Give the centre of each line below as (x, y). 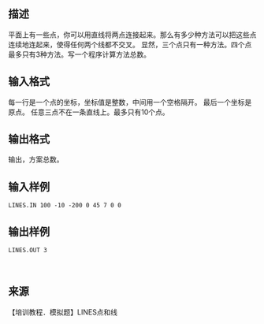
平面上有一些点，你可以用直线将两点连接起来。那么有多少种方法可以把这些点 (132, 35)
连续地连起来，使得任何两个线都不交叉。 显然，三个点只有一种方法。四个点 (130, 44)
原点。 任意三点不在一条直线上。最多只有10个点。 (89, 112)
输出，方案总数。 (36, 159)
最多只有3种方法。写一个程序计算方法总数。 (80, 54)
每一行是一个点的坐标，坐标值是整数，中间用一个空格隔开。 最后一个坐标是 (130, 102)
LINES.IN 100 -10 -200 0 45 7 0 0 (65, 206)
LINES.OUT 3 (28, 251)
